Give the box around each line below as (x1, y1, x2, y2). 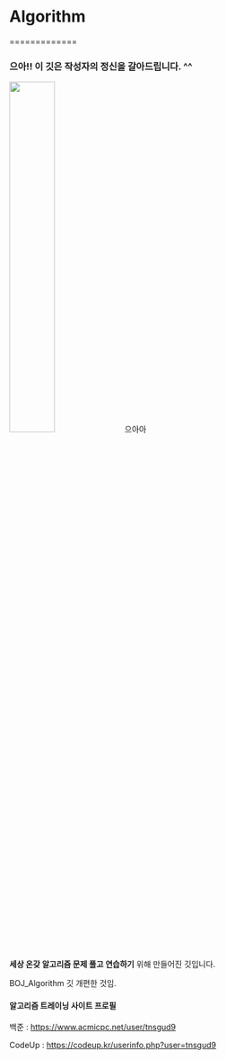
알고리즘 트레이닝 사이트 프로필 (9, 1000, 117, 1010)
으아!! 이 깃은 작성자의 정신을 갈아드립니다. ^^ (9, 60, 193, 73)
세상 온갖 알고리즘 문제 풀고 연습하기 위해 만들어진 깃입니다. (9, 959, 216, 970)
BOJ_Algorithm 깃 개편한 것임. (9, 978, 117, 989)
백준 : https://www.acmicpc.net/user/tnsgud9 (9, 1022, 177, 1033)
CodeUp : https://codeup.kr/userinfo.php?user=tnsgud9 (9, 1040, 217, 1051)
